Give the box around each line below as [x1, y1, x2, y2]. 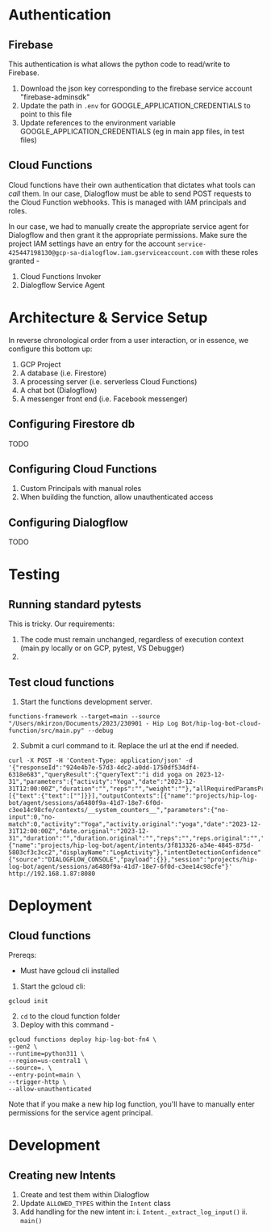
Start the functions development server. [19, 697, 152, 706]
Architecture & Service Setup [8, 309, 208, 327]
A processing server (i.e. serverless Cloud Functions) [19, 376, 198, 386]
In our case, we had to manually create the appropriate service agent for [8, 221, 249, 231]
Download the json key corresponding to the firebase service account [19, 83, 252, 93]
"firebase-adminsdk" [19, 92, 90, 102]
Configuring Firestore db [8, 417, 135, 431]
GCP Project [19, 359, 61, 369]
